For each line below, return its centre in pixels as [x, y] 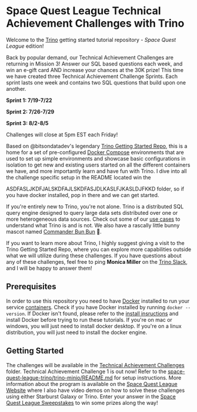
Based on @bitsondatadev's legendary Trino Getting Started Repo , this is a [97, 146]
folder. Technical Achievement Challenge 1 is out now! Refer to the [86, 371]
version [16, 314]
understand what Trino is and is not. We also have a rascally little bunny [93, 225]
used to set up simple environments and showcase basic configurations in [96, 158]
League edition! [25, 46]
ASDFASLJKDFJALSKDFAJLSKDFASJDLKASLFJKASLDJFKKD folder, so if [95, 189]
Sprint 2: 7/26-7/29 [30, 112]
